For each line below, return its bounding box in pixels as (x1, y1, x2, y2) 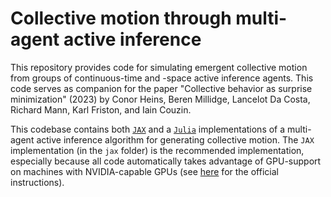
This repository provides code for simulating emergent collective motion (10, 61, 308, 73)
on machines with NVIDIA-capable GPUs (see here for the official (10, 165, 279, 177)
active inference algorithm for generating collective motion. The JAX (36, 133, 315, 146)
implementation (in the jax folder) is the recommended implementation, (10, 144, 305, 156)
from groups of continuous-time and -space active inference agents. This (10, 72, 314, 84)
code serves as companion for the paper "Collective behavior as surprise (10, 82, 313, 94)
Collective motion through (10, 7, 232, 30)
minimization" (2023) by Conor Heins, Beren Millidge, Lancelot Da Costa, (10, 93, 311, 105)
